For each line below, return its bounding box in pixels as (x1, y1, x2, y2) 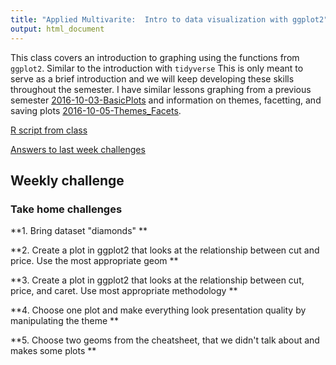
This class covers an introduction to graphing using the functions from (10, 51, 300, 63)
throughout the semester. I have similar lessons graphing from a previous (10, 83, 312, 95)
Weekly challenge (10, 172, 125, 189)
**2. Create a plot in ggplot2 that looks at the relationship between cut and (10, 244, 320, 256)
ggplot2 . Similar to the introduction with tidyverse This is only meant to (10, 62, 304, 74)
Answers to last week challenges (10, 143, 146, 155)
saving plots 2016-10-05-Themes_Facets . (10, 104, 182, 116)
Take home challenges (10, 202, 123, 216)
